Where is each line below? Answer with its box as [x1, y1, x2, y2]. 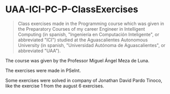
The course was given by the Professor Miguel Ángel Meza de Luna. [5, 57, 150, 63]
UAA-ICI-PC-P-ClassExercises [5, 4, 138, 15]
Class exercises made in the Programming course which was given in [17, 20, 164, 27]
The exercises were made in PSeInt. [5, 67, 81, 74]
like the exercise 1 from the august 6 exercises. [5, 83, 104, 89]
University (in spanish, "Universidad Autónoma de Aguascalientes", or [17, 42, 165, 48]
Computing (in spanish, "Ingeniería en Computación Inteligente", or [17, 31, 160, 37]
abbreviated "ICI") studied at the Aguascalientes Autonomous [17, 37, 148, 43]
